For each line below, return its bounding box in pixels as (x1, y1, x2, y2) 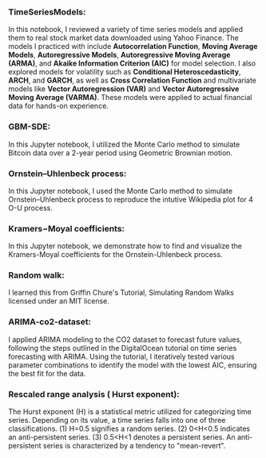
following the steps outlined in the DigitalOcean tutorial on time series (8, 343, 237, 352)
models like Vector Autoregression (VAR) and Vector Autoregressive (8, 84, 240, 94)
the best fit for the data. (8, 368, 86, 378)
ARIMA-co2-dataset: (8, 316, 92, 327)
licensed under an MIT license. (8, 296, 110, 306)
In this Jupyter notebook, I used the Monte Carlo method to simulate (8, 186, 233, 195)
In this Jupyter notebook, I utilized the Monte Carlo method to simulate (8, 139, 240, 149)
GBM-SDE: (8, 121, 50, 132)
